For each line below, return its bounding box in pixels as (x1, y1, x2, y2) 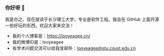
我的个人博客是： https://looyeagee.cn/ (12, 33, 91, 39)
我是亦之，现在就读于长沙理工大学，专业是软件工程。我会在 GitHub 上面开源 (5, 16, 160, 23)
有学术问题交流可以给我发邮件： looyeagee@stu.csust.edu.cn (12, 45, 136, 51)
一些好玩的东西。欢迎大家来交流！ (5, 23, 74, 28)
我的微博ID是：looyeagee (12, 39, 64, 45)
